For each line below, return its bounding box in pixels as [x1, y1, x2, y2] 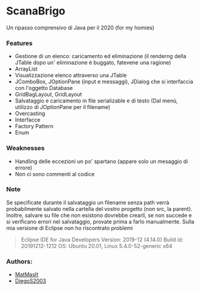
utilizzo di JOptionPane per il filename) [14, 104, 111, 111]
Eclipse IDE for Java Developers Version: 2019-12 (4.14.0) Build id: [20, 235, 184, 243]
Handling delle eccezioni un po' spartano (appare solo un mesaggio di [14, 158, 189, 165]
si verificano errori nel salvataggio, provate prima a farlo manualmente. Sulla [6, 217, 195, 225]
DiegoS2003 [14, 277, 47, 285]
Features [6, 39, 33, 47]
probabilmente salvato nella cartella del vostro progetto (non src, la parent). [6, 205, 193, 212]
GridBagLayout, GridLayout [14, 91, 82, 98]
